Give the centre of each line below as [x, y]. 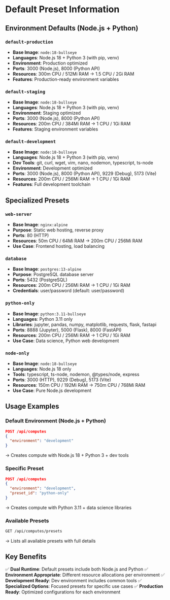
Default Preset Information [62, 9]
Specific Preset [25, 469]
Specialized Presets [37, 200]
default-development [31, 142]
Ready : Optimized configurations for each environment [63, 592]
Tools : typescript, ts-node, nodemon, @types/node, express [76, 375]
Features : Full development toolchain [52, 184]
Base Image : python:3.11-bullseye [49, 314]
